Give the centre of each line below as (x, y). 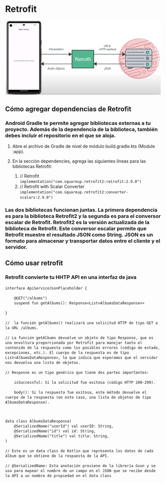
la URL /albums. (22, 328)
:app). (18, 152)
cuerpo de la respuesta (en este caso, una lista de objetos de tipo (78, 397)
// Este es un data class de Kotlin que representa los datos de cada (79, 451)
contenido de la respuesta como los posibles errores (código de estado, (83, 348)
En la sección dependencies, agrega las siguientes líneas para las (79, 161)
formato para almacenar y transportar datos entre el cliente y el (83, 241)
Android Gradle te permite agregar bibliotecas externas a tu (78, 123)
